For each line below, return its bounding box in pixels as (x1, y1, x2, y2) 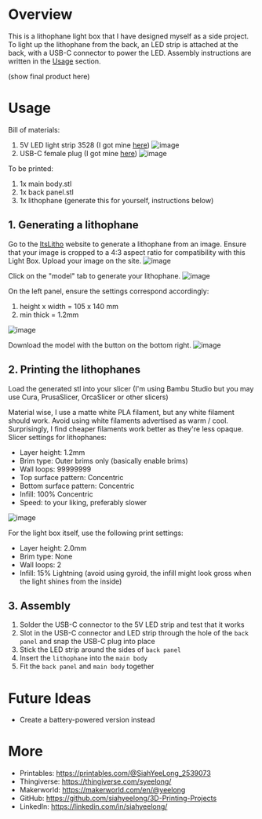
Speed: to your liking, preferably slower (19, 497, 147, 507)
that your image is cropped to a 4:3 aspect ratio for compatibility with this (8, 247, 246, 257)
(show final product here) (8, 71, 90, 81)
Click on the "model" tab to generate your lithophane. (8, 271, 181, 280)
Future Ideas (8, 689, 92, 707)
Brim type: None (19, 551, 73, 561)
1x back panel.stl (19, 187, 75, 197)
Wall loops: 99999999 (19, 464, 92, 474)
